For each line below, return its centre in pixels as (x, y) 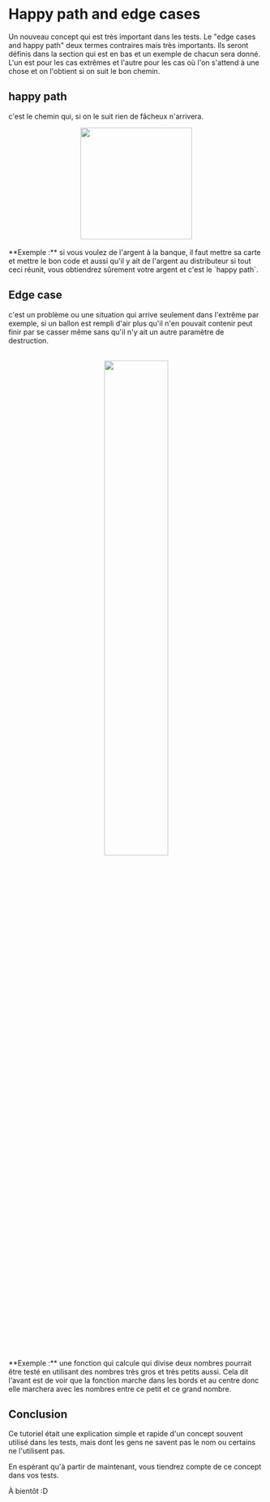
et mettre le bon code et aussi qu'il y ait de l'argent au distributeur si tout (130, 261)
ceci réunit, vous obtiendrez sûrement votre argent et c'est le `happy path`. (133, 270)
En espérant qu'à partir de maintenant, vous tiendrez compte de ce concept (135, 1467)
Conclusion (38, 1414)
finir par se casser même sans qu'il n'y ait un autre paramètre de (116, 332)
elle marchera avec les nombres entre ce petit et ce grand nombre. (120, 1388)
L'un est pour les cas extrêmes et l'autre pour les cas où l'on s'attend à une (134, 63)
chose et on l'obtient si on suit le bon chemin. (84, 71)
